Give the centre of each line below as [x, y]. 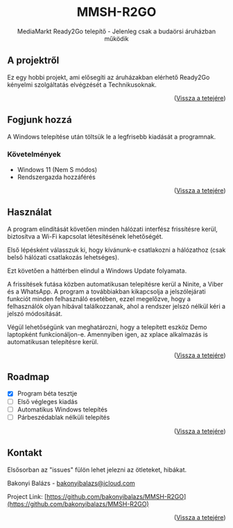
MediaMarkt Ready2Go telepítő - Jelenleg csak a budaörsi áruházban [116, 31]
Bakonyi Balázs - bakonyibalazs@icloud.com [71, 483]
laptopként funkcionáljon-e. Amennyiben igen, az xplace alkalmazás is [107, 334]
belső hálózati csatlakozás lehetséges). [63, 257]
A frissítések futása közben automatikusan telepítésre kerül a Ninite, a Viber [115, 284]
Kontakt [25, 453]
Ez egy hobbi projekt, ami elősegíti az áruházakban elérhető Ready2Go [109, 77]
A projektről [33, 61]
